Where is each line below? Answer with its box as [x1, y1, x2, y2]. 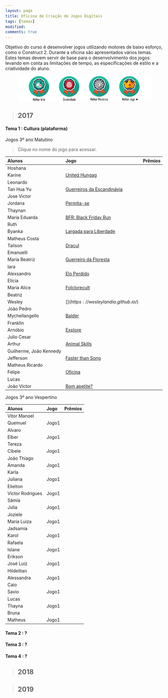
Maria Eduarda [7, 214, 38, 220]
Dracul [65, 242, 80, 248]
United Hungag [65, 172, 97, 178]
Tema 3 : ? [5, 641, 27, 647]
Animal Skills [65, 341, 92, 347]
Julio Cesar [7, 334, 31, 340]
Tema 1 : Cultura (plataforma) [5, 125, 68, 132]
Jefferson [7, 355, 28, 361]
